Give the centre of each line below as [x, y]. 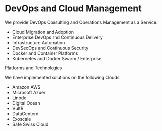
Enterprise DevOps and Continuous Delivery [57, 37]
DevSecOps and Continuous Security [50, 48]
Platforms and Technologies [34, 68]
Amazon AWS [26, 87]
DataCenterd [25, 113]
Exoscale [22, 119]
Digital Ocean [26, 103]
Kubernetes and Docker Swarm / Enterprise [57, 58]
